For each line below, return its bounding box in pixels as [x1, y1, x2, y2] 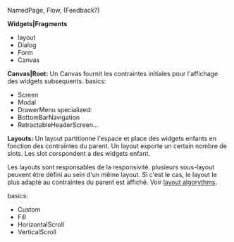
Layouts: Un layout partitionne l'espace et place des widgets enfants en [7, 134, 217, 143]
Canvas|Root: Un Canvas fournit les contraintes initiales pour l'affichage [7, 70, 218, 78]
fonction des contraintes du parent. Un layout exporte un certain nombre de [7, 142, 227, 150]
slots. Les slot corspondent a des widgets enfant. [7, 150, 150, 157]
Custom [17, 205, 41, 214]
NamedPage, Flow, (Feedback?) [7, 6, 100, 14]
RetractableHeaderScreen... [17, 121, 99, 129]
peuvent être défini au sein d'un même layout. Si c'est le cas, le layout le [7, 171, 217, 179]
